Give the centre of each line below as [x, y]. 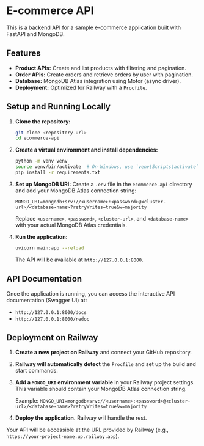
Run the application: [42, 236]
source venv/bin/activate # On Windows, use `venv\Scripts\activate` [107, 167]
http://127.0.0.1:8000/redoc [52, 319]
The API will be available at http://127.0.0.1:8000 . [79, 260]
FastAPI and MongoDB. [36, 34]
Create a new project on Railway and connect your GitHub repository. [104, 353]
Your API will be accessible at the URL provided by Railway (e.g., [88, 430]
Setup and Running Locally [59, 107]
